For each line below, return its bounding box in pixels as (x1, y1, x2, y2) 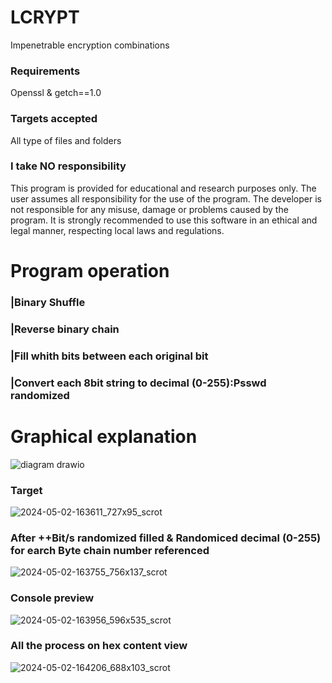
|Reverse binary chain (10, 322, 120, 336)
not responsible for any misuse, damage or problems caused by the (10, 203, 289, 215)
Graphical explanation (10, 425, 198, 448)
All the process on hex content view (10, 639, 188, 653)
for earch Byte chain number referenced (10, 543, 210, 557)
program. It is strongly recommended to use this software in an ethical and (10, 214, 318, 226)
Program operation (10, 260, 170, 283)
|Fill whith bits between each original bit (10, 349, 209, 363)
